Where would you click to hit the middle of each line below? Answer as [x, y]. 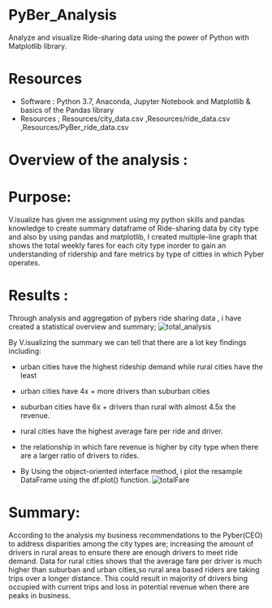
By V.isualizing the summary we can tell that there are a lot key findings [127, 342]
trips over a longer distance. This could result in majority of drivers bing [128, 578]
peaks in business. [40, 595]
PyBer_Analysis [63, 15]
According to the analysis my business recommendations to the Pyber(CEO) [136, 535]
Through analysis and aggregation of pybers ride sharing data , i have [125, 317]
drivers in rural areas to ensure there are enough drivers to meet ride [123, 552]
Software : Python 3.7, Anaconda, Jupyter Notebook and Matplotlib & [135, 101]
